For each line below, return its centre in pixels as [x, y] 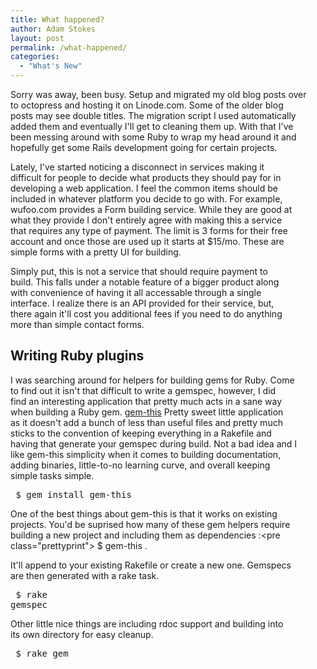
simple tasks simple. [52, 475]
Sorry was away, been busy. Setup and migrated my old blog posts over [158, 94]
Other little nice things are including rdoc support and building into [147, 623]
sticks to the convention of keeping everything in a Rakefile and [141, 433]
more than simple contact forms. [77, 324]
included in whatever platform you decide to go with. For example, [146, 199]
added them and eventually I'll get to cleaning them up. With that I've [152, 126]
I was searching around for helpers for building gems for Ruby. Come [152, 380]
